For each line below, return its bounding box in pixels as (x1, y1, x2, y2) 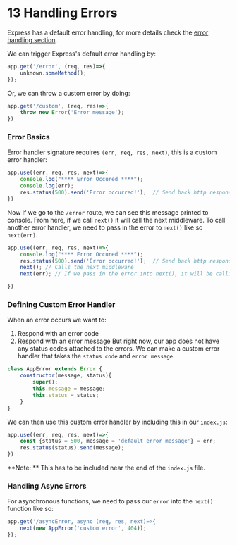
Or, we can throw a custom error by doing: (7, 89, 130, 97)
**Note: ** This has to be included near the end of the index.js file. (7, 463, 206, 472)
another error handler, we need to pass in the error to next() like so (7, 223, 203, 232)
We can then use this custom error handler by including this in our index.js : (7, 418, 228, 426)
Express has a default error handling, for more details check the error (7, 28, 209, 37)
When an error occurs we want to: (7, 315, 107, 325)
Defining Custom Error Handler (7, 300, 116, 310)
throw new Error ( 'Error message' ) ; (20, 109, 125, 116)
